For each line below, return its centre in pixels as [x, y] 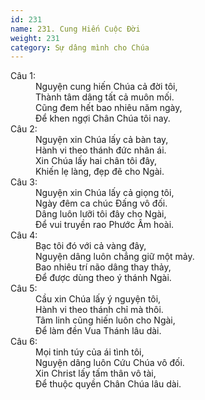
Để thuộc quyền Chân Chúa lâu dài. [108, 384]
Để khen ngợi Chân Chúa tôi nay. [103, 118]
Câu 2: [24, 129]
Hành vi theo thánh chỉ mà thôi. [99, 310]
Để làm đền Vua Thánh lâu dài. [98, 331]
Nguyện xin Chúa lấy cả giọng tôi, [105, 193]
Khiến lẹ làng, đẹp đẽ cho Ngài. [100, 172]
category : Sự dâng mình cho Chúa [80, 47]
